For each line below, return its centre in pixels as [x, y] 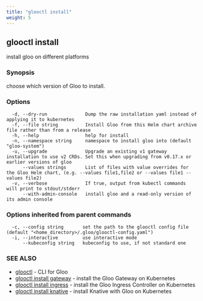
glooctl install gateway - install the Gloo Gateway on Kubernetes [95, 278]
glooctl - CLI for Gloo [41, 272]
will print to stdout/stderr [43, 189]
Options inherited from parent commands [69, 215]
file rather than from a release [49, 130]
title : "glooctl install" [39, 12]
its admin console [29, 199]
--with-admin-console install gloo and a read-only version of [107, 194]
